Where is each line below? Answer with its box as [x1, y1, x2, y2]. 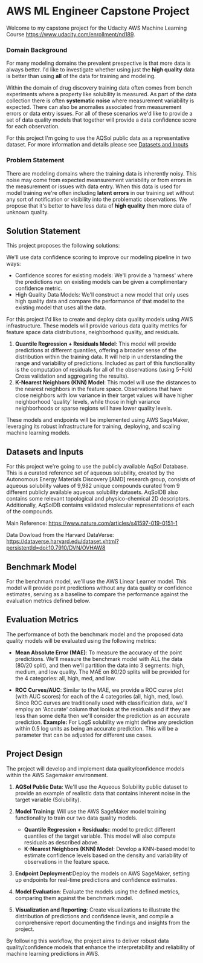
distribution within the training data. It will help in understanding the [14, 353, 183, 361]
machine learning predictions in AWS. [6, 950, 100, 957]
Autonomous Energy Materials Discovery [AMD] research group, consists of [6, 476, 196, 483]
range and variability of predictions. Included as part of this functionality [14, 360, 195, 367]
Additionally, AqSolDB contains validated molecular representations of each [6, 501, 195, 509]
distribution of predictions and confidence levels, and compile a [14, 912, 174, 919]
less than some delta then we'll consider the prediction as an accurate [14, 712, 190, 719]
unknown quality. [6, 208, 49, 215]
